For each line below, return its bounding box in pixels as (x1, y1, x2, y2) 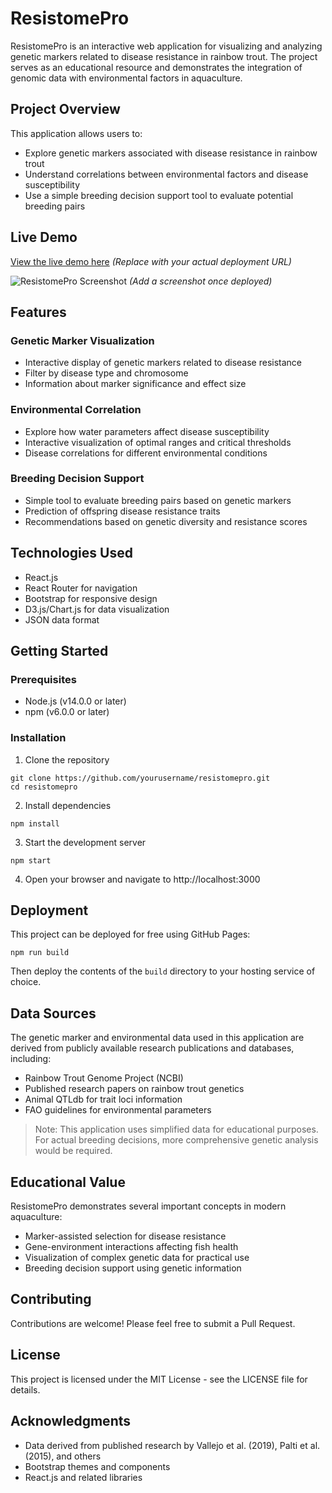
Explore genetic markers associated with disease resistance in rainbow (24, 147, 318, 159)
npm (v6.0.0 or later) (24, 706, 110, 718)
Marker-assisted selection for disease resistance (24, 1230, 227, 1242)
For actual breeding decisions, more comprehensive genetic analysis (34, 1134, 319, 1146)
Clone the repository (24, 753, 110, 766)
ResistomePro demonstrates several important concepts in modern (10, 1200, 287, 1212)
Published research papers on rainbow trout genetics (24, 1083, 245, 1095)
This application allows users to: (10, 127, 143, 139)
